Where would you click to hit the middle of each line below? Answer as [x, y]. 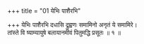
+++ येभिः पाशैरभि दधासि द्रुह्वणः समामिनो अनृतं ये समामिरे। [72, 25]
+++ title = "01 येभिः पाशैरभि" [44, 11]
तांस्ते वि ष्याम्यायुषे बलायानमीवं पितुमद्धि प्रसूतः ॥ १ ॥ [64, 32]
